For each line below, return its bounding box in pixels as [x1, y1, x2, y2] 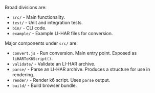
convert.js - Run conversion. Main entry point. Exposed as [12, 50, 137, 56]
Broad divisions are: [5, 5, 47, 10]
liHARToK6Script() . [12, 55, 53, 61]
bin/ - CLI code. [12, 25, 47, 31]
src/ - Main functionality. [12, 14, 65, 20]
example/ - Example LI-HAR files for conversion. [12, 30, 113, 36]
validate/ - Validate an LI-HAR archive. [12, 61, 96, 67]
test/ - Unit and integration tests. [12, 20, 83, 25]
